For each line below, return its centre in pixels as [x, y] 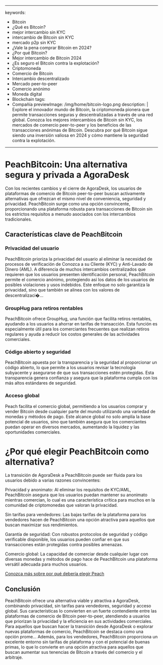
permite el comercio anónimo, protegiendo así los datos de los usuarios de [80, 279]
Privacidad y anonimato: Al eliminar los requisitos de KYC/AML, [68, 490]
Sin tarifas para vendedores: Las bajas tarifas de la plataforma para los [76, 515]
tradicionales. [19, 219]
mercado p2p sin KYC [34, 42]
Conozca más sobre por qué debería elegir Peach [55, 574]
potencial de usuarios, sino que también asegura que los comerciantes [76, 422]
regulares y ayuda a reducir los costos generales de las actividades [72, 334]
